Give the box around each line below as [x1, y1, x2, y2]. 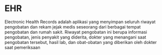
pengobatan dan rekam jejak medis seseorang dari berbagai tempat [4, 24, 141, 29]
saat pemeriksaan [4, 44, 40, 50]
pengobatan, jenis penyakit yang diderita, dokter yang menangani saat [4, 34, 146, 40]
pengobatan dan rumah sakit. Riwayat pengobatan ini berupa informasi [4, 29, 147, 35]
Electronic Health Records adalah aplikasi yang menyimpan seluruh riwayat [4, 19, 156, 25]
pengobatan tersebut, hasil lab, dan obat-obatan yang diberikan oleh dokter [4, 39, 157, 45]
